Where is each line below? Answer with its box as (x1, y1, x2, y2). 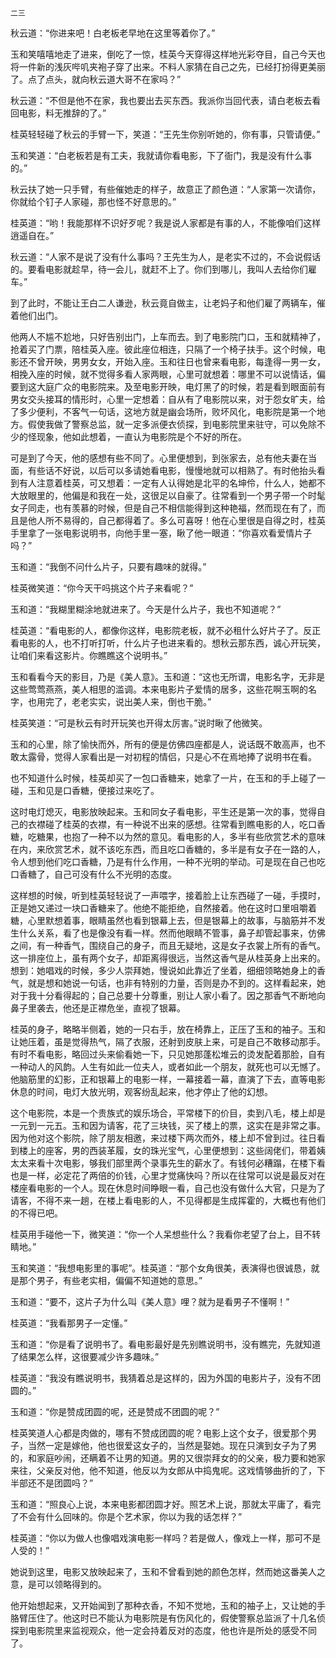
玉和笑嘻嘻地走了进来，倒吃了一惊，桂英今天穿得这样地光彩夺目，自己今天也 (10, 48, 326, 60)
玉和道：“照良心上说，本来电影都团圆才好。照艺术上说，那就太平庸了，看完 (10, 1498, 322, 1510)
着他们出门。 (10, 310, 63, 321)
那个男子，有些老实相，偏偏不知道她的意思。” (18, 1275, 203, 1286)
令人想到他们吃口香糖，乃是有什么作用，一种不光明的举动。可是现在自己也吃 (10, 856, 326, 867)
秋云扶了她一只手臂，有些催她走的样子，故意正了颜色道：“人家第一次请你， (10, 183, 322, 195)
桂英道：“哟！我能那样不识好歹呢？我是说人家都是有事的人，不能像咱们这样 (10, 217, 322, 229)
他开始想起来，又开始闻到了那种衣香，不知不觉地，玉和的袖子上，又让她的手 (10, 1600, 326, 1611)
